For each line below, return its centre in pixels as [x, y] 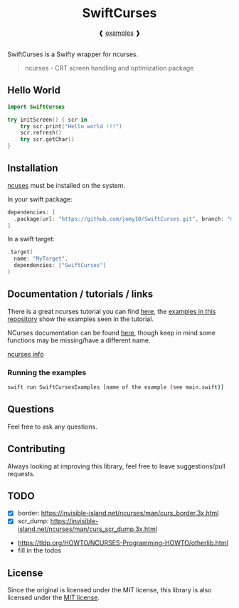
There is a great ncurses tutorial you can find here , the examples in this [112, 311]
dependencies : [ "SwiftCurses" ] [60, 266]
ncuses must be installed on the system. [67, 185]
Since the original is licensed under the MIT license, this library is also [110, 590]
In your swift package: [40, 199]
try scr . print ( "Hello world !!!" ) [71, 126]
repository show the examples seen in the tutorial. [81, 319]
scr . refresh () [41, 133]
